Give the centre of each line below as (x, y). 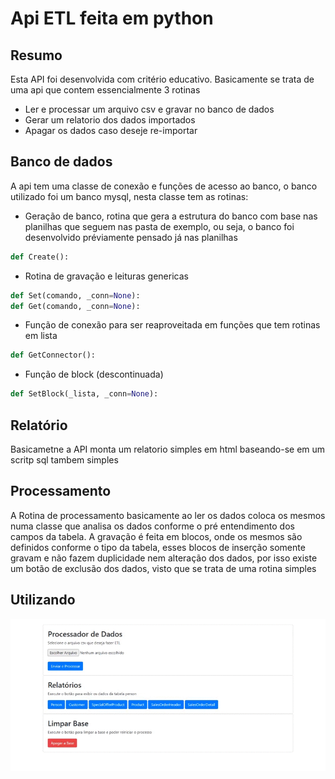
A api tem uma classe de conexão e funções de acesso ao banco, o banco (164, 186)
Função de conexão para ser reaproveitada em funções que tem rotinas (172, 325)
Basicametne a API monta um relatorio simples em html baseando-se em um (168, 449)
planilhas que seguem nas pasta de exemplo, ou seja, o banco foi (159, 226)
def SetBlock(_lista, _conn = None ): (84, 394)
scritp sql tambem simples (64, 460)
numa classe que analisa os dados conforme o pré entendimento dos (152, 526)
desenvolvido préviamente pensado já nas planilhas (131, 237)
